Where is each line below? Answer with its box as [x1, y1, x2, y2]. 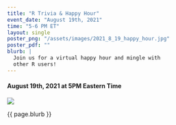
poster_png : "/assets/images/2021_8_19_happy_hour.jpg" [7, 36, 170, 42]
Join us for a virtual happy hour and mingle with [13, 55, 161, 61]
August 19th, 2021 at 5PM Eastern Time [7, 82, 122, 90]
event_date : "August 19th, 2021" [7, 16, 103, 23]
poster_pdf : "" [7, 42, 51, 48]
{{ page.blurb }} [7, 110, 52, 118]
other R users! [13, 61, 57, 68]
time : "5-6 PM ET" [7, 23, 60, 29]
